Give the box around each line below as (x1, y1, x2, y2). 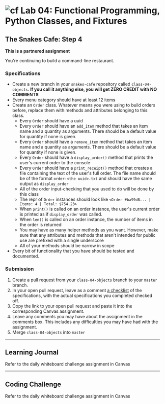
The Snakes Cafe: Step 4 (5, 35, 82, 43)
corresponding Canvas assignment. (12, 308, 84, 314)
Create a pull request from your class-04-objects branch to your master (12, 277, 158, 283)
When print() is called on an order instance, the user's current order (19, 206, 160, 212)
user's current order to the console (19, 160, 91, 166)
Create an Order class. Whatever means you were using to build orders (12, 102, 156, 108)
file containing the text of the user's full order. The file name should (19, 170, 156, 176)
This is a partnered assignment (5, 48, 70, 54)
